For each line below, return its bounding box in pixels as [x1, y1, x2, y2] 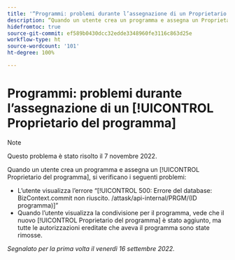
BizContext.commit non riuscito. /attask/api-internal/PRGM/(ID [17, 194, 197, 202]
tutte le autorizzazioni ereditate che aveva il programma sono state [17, 223, 210, 231]
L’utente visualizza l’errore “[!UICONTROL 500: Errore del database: [17, 186, 213, 194]
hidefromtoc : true [7, 23, 61, 30]
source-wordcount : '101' [7, 43, 80, 50]
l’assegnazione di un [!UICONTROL [7, 101, 214, 116]
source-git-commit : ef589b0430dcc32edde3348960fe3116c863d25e [7, 29, 192, 37]
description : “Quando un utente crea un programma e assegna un [7, 17, 199, 24]
